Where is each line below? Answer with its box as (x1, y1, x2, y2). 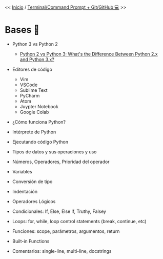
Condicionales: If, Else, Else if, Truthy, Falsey (12, 208, 106, 214)
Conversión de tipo (12, 178, 53, 185)
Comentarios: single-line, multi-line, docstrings (12, 248, 112, 254)
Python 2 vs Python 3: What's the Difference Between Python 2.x (19, 51, 158, 57)
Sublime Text (19, 87, 48, 93)
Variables (12, 168, 32, 174)
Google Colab (19, 109, 49, 115)
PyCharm (19, 92, 40, 98)
